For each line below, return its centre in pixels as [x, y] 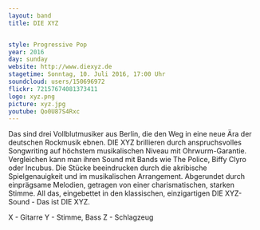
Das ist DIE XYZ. [63, 202]
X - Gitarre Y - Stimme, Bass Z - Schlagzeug [81, 217]
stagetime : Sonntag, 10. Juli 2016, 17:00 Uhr [87, 74]
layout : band [30, 16]
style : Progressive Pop [48, 45]
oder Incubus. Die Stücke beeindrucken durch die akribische [108, 168]
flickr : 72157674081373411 [53, 89]
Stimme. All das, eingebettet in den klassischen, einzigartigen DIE [116, 193]
